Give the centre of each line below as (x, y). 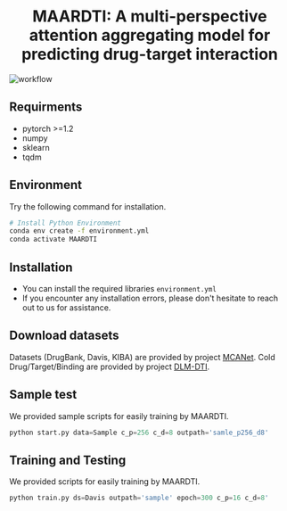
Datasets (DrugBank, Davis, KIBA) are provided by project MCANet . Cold (143, 357)
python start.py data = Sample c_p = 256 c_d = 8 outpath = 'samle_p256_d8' (139, 433)
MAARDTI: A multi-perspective (150, 16)
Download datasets (64, 336)
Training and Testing (68, 460)
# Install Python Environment (66, 223)
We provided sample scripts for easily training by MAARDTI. (119, 416)
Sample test (43, 395)
